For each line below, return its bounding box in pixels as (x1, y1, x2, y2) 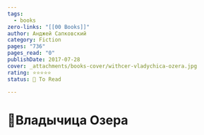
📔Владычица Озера (7, 112, 128, 128)
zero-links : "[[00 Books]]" (7, 23, 90, 30)
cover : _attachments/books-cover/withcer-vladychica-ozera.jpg (7, 63, 198, 70)
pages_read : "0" (7, 50, 55, 57)
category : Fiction (7, 37, 61, 44)
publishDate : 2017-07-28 (7, 56, 80, 63)
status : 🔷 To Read (7, 75, 61, 83)
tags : (7, 10, 23, 18)
